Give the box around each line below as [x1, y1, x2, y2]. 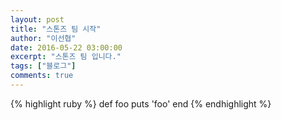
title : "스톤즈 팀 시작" [10, 24, 102, 34]
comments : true [10, 71, 74, 81]
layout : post [10, 14, 65, 25]
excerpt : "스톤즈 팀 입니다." [10, 52, 122, 62]
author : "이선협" [10, 33, 77, 43]
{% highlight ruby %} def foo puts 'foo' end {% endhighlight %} [10, 97, 272, 110]
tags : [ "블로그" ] [10, 61, 77, 71]
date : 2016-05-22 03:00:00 [10, 42, 123, 53]
